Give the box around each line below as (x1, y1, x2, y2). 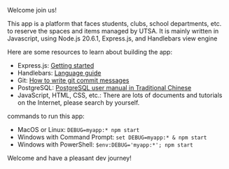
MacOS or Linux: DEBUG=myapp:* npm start (17, 126, 140, 133)
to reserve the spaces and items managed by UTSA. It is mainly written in (7, 27, 219, 35)
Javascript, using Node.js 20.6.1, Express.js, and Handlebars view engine (7, 34, 218, 43)
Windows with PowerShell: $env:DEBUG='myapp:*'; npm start (17, 140, 194, 149)
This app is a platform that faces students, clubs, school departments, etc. (7, 20, 222, 27)
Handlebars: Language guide (17, 69, 102, 77)
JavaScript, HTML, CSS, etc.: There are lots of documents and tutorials (17, 91, 223, 99)
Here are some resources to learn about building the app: (7, 48, 173, 56)
